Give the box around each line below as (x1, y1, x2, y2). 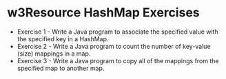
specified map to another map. (17, 64, 105, 72)
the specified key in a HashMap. (17, 34, 109, 43)
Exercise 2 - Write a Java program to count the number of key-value (17, 42, 212, 50)
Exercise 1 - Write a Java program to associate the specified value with (17, 27, 218, 36)
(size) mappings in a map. (17, 49, 91, 58)
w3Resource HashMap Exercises (7, 5, 200, 21)
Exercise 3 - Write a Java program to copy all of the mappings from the (17, 56, 219, 65)
